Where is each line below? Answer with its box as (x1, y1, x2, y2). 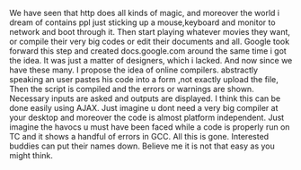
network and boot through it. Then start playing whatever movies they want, (9, 27, 290, 37)
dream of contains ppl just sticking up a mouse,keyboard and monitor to (9, 17, 276, 28)
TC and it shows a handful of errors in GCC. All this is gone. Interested (9, 132, 270, 141)
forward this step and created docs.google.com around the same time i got (9, 46, 288, 56)
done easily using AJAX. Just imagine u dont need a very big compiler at (9, 103, 279, 113)
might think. (9, 150, 54, 160)
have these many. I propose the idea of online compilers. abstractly (9, 64, 259, 75)
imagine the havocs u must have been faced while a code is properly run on (9, 122, 290, 132)
